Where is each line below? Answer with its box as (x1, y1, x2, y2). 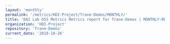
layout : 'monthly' (5, 7, 44, 13)
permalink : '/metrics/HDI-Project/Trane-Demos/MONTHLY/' (5, 12, 128, 17)
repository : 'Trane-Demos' (5, 26, 62, 31)
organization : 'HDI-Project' (5, 21, 67, 27)
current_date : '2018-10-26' (5, 31, 65, 36)
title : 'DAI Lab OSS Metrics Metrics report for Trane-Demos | (5, 17, 142, 22)
